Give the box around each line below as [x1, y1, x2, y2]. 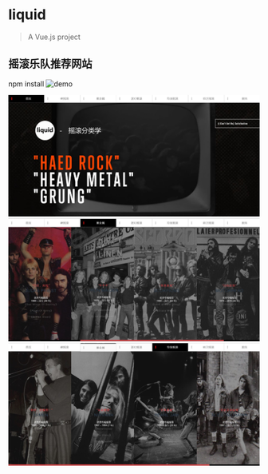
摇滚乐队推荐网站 [8, 58, 93, 71]
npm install [8, 78, 45, 89]
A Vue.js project [27, 32, 81, 42]
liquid [8, 6, 46, 24]
